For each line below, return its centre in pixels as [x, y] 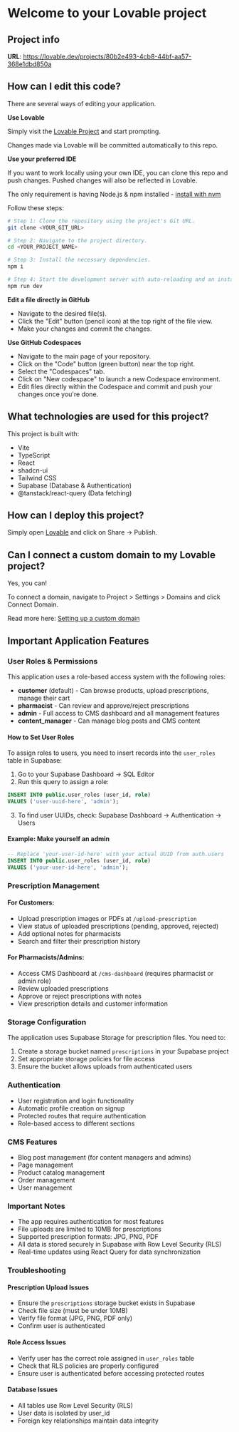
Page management [45, 1165]
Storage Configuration [47, 1022]
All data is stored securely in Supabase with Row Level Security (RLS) [119, 1245]
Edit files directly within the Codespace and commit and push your [115, 386]
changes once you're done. [58, 394]
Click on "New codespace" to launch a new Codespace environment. [119, 378]
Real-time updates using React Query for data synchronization [109, 1252]
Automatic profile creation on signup [71, 1108]
